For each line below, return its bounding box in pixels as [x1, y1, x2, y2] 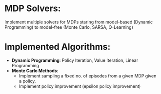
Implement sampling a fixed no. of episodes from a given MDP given [19, 73, 157, 78]
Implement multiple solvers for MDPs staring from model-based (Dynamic [4, 19, 153, 25]
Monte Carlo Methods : [11, 68, 59, 74]
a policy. [19, 78, 36, 84]
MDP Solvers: [4, 3, 61, 14]
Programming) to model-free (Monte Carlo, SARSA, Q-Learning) [4, 24, 134, 30]
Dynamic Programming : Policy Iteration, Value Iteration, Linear [11, 57, 139, 63]
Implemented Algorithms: [4, 41, 111, 53]
